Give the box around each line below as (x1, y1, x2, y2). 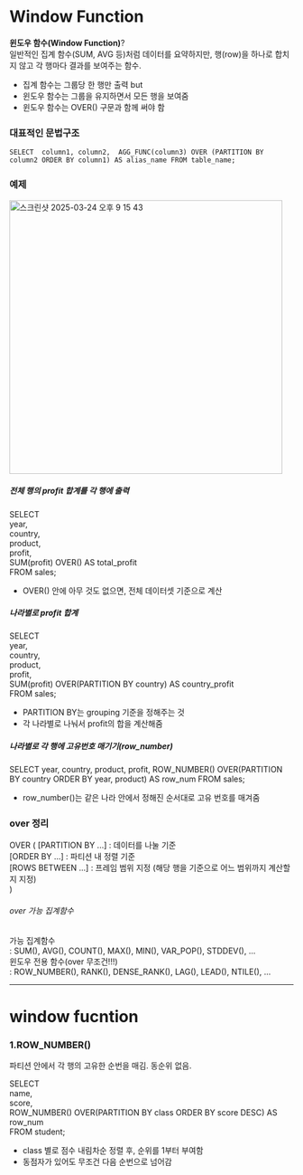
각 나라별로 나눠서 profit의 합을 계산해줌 (22, 718, 163, 729)
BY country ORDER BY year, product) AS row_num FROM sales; (9, 773, 245, 784)
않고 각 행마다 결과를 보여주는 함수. (18, 60, 142, 71)
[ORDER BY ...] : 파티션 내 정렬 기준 (9, 850, 135, 861)
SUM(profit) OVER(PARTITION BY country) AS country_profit (9, 678, 234, 689)
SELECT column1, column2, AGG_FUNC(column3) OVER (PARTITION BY (9, 147, 264, 157)
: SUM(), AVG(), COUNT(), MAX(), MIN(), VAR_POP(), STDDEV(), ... (9, 945, 256, 956)
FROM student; (9, 1126, 66, 1137)
